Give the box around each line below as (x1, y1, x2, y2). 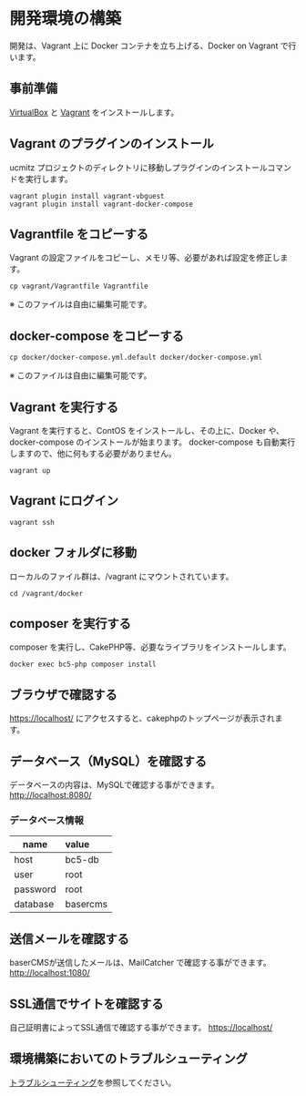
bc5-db (65, 854, 100, 866)
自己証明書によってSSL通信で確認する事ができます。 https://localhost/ (9, 1021, 273, 1032)
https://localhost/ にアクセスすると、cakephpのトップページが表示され (9, 712, 275, 724)
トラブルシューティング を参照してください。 (9, 1077, 177, 1088)
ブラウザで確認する (9, 687, 117, 702)
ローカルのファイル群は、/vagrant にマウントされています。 (9, 570, 234, 581)
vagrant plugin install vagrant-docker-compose (9, 200, 194, 209)
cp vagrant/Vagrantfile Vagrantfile (9, 282, 148, 292)
